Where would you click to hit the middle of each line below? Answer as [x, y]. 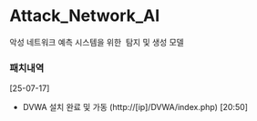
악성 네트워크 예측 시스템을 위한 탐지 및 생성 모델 [97, 42]
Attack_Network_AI [85, 16]
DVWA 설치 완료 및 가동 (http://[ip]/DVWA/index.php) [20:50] [135, 107]
